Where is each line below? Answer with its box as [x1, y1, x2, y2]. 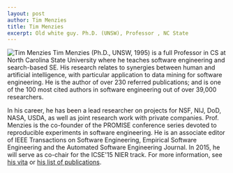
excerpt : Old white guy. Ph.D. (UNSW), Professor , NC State [7, 29, 189, 37]
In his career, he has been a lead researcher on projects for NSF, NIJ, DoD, [7, 106, 222, 115]
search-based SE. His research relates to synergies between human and [7, 63, 216, 72]
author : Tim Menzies [7, 17, 68, 24]
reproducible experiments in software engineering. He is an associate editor [7, 129, 225, 137]
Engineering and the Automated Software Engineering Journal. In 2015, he [7, 143, 220, 151]
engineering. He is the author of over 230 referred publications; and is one [7, 78, 221, 87]
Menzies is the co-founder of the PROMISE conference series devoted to [7, 121, 218, 129]
